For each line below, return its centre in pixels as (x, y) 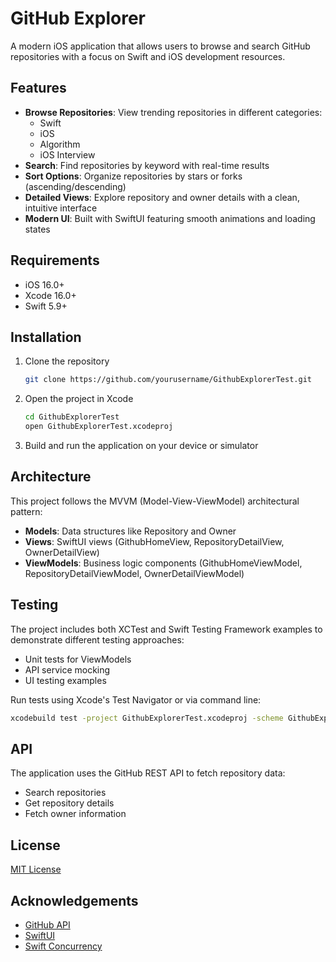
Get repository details (69, 803)
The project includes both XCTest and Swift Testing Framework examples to (166, 629)
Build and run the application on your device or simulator (141, 445)
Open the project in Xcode (79, 399)
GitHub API (47, 924)
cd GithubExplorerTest (72, 417)
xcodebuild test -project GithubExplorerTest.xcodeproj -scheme (147, 718)
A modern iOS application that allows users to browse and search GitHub (160, 46)
